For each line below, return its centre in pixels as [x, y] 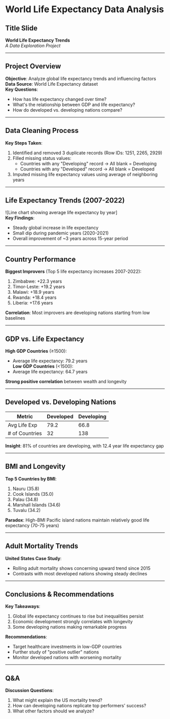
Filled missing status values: [42, 158]
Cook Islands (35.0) [33, 494]
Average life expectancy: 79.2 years [50, 361]
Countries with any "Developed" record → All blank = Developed [87, 169]
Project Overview [33, 66]
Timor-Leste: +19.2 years [39, 287]
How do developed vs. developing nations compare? [67, 110]
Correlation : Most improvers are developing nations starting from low [78, 313]
